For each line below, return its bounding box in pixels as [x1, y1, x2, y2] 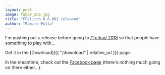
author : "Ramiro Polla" [5, 21, 55, 26]
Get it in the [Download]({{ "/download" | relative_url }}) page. [5, 50, 131, 56]
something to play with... [5, 40, 55, 46]
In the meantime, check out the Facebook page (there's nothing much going [5, 59, 161, 65]
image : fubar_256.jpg [5, 12, 50, 17]
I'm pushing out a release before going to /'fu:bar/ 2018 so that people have [5, 35, 160, 41]
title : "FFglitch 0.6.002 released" [5, 16, 81, 21]
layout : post [5, 7, 32, 12]
